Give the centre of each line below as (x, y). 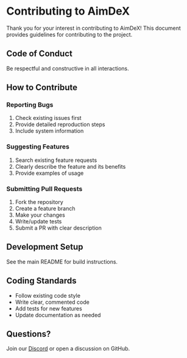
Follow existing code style (48, 295)
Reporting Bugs (30, 105)
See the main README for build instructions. (62, 261)
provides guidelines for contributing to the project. (69, 34)
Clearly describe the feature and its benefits (70, 166)
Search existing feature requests (56, 160)
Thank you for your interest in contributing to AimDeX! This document (94, 28)
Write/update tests (38, 222)
